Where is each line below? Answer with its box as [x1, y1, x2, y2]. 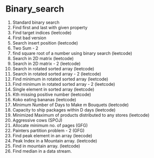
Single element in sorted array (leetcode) [12, 86, 94, 92]
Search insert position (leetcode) [12, 40, 78, 46]
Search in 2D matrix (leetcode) [12, 55, 74, 61]
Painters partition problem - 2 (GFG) [12, 127, 85, 133]
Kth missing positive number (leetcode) [12, 91, 92, 97]
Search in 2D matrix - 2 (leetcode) [12, 61, 81, 66]
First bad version [12, 35, 46, 41]
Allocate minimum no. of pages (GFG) [12, 122, 88, 128]
